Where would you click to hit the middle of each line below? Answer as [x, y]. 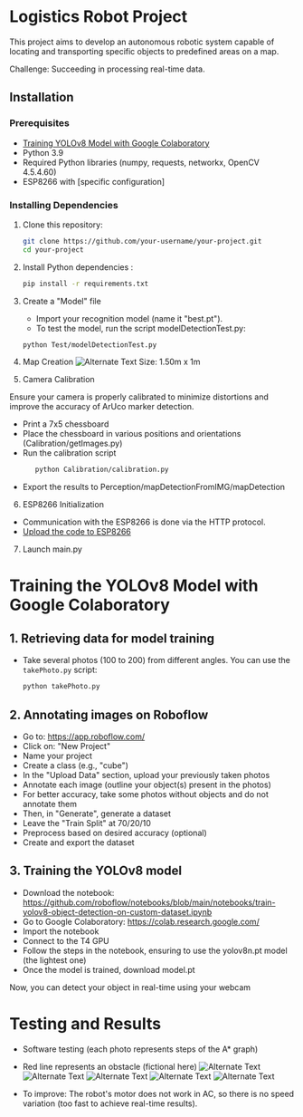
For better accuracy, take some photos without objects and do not [145, 794]
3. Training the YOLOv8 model [96, 871]
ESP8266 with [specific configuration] [94, 181]
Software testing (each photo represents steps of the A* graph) [140, 1049]
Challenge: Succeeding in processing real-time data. [107, 69]
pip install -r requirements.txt [85, 284]
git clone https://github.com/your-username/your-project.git [142, 241]
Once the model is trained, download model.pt [109, 969]
